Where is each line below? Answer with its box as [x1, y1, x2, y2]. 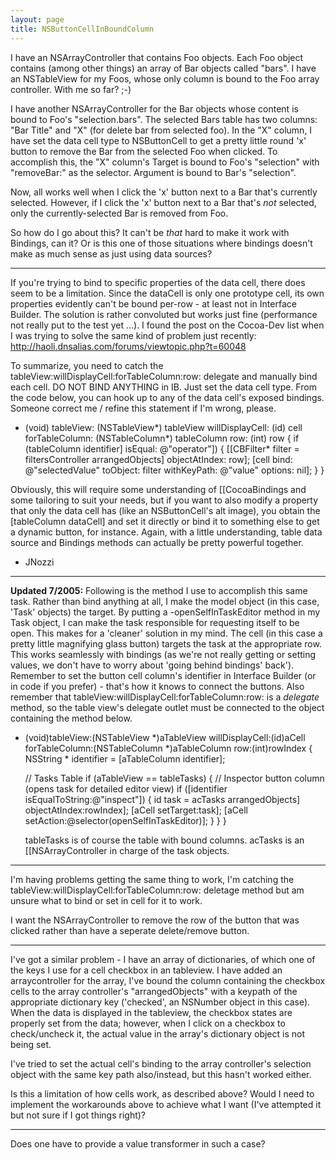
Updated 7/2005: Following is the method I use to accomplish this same [10, 584, 308, 596]
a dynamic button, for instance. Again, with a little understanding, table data [10, 526, 323, 538]
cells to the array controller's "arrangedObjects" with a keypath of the [10, 985, 298, 997]
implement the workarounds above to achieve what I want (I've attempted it [10, 1098, 322, 1110]
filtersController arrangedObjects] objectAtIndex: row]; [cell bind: [24, 453, 293, 465]
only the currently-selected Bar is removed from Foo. [10, 207, 229, 219]
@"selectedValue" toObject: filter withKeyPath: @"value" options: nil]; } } [24, 464, 325, 476]
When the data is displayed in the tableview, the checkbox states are [10, 1006, 293, 1018]
